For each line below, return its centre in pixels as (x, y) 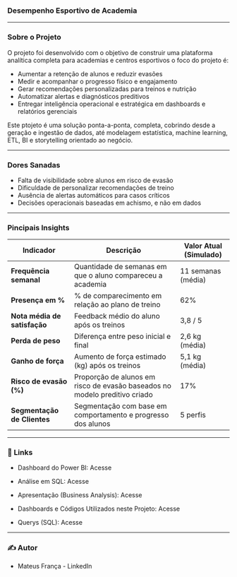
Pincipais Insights (38, 227)
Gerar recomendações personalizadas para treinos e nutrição (107, 89)
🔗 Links (20, 453)
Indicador (39, 251)
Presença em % (38, 300)
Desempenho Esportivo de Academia (72, 11)
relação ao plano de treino (117, 304)
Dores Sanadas (34, 165)
